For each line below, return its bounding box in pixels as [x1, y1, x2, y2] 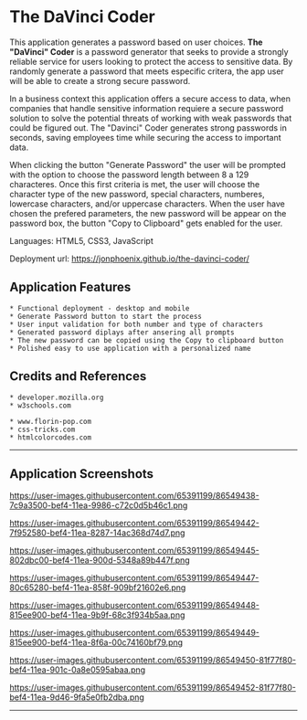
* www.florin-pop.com [9, 417, 92, 426]
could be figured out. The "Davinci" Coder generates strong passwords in [9, 122, 288, 133]
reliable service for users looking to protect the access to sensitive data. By [9, 56, 293, 67]
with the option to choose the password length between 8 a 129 [9, 169, 249, 180]
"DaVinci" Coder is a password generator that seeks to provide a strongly [9, 46, 290, 57]
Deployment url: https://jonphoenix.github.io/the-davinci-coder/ [9, 253, 249, 264]
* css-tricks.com [9, 425, 76, 434]
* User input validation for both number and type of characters [9, 320, 263, 329]
